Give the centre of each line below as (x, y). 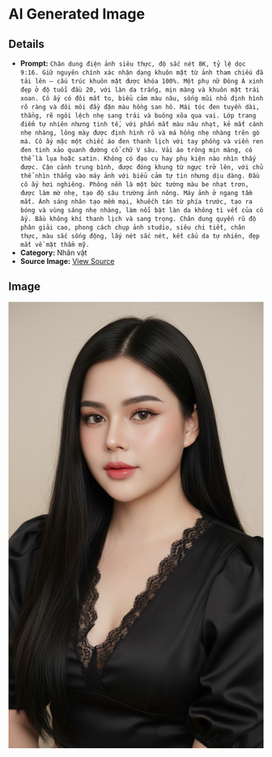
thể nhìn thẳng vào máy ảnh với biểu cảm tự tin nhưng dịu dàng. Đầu (140, 176)
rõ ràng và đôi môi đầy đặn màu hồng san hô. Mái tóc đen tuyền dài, (140, 107)
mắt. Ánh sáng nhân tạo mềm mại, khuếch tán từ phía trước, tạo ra (136, 202)
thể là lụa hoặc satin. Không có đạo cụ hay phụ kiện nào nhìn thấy (138, 159)
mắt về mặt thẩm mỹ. (55, 245)
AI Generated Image (77, 14)
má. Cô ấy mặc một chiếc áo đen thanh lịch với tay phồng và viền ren (142, 142)
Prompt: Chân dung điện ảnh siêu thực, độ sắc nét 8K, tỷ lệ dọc (133, 63)
